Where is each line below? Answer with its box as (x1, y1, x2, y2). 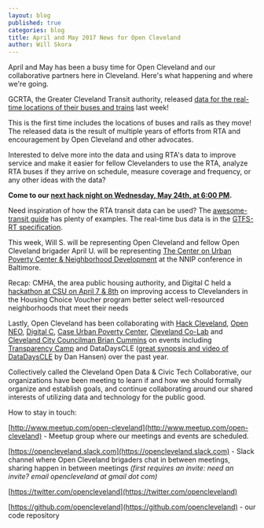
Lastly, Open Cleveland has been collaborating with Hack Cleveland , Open (8, 318, 249, 328)
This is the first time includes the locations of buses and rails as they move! (8, 118, 251, 128)
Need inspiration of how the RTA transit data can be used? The (8, 206, 211, 215)
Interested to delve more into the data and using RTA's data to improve (8, 151, 236, 160)
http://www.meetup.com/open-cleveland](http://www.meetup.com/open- (10, 423, 249, 433)
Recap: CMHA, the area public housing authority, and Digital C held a (8, 278, 232, 288)
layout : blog (8, 11, 51, 20)
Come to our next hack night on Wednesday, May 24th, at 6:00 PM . (8, 191, 233, 200)
